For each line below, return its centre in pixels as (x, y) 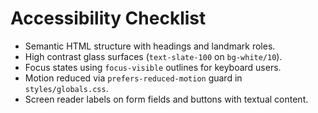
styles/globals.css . (66, 88)
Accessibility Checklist (108, 18)
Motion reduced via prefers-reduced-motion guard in (133, 78)
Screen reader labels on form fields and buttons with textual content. (166, 99)
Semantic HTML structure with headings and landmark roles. (150, 46)
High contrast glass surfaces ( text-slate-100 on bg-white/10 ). (153, 56)
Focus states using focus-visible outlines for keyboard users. (153, 67)
